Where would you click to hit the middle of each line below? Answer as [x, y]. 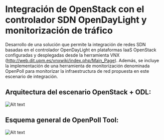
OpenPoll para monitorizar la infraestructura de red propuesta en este [77, 71]
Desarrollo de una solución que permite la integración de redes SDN [76, 44]
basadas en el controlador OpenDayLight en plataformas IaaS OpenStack [81, 50]
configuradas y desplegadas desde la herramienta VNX [62, 55]
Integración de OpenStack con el [75, 9]
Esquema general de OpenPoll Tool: [62, 120]
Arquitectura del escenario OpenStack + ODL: [78, 92]
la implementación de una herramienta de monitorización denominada [77, 66]
